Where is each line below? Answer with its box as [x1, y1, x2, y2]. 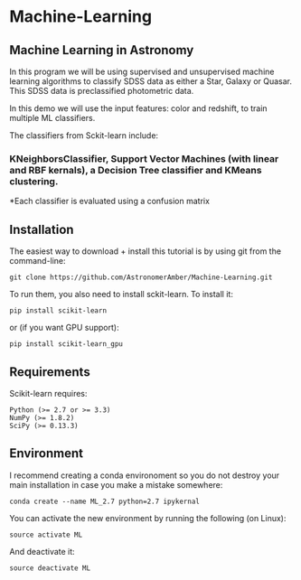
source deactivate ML [9, 563, 91, 573]
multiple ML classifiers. [9, 113, 96, 123]
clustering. [9, 174, 59, 187]
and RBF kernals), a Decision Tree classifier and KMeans [9, 164, 262, 176]
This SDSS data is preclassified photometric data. [9, 86, 194, 96]
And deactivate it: [9, 546, 75, 557]
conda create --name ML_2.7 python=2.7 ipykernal [9, 497, 201, 506]
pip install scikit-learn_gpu [9, 340, 124, 349]
